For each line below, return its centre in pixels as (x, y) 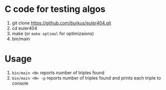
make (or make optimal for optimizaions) (53, 33)
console (20, 83)
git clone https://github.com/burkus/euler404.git (61, 23)
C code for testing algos (55, 9)
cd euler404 (25, 28)
